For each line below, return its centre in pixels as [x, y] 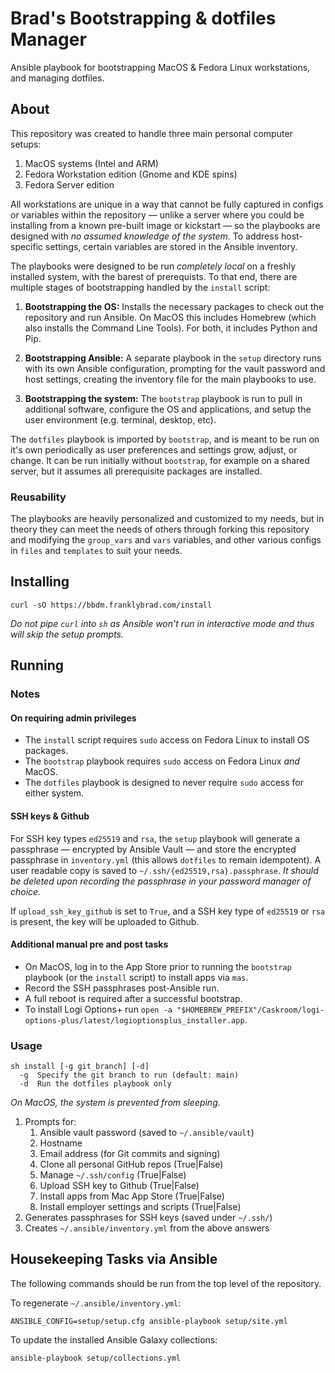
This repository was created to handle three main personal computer [151, 133]
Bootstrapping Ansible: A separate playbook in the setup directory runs [173, 358]
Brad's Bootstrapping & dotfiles [143, 18]
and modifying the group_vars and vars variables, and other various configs [166, 540]
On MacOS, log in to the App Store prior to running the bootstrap [158, 966]
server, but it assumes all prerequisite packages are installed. [136, 471]
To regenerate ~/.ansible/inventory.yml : [96, 1303]
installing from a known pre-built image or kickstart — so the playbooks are [165, 225]
